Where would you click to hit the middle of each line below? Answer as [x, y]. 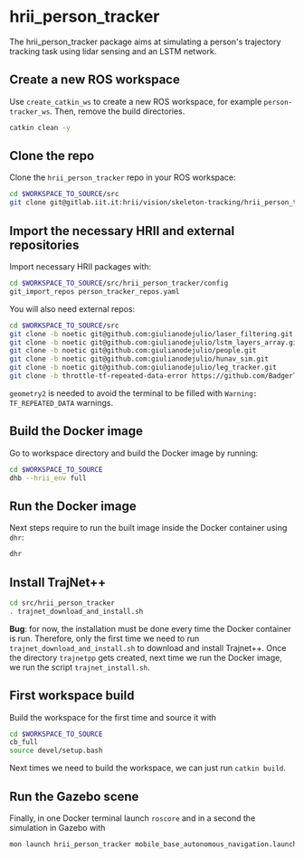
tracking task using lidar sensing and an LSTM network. [113, 51]
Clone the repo [52, 156]
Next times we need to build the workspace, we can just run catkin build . [148, 768]
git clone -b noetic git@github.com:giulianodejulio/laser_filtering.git [152, 334]
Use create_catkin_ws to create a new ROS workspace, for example [136, 101]
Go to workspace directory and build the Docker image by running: [134, 453]
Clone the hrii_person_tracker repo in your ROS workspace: [123, 177]
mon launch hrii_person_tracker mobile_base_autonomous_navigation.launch [153, 844]
